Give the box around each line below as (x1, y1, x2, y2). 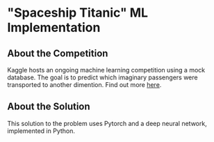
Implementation (7, 19, 101, 35)
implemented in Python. (7, 127, 75, 135)
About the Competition (7, 47, 108, 59)
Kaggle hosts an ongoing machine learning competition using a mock (7, 66, 206, 74)
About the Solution (7, 101, 90, 113)
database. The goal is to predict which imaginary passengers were (7, 73, 198, 81)
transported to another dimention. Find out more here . (7, 81, 162, 88)
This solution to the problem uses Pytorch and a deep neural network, (7, 119, 207, 127)
